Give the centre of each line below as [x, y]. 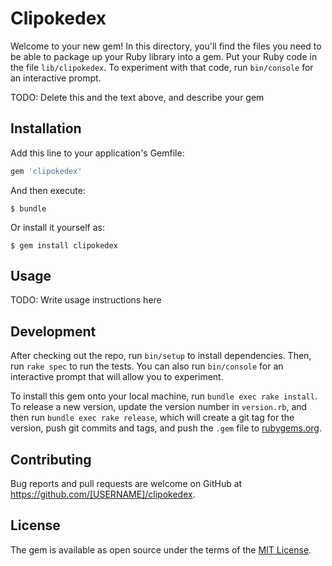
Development [53, 331]
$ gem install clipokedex [64, 245]
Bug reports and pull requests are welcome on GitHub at [126, 484]
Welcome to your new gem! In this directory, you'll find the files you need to [166, 46]
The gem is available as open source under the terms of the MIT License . [161, 549]
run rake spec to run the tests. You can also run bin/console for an [147, 366]
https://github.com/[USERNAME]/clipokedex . [103, 494]
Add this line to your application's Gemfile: [97, 153]
